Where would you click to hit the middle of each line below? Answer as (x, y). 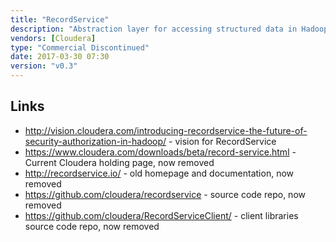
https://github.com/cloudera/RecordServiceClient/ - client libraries (161, 215)
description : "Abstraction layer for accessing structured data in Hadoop (169, 29)
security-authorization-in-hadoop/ (95, 141)
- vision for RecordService (222, 141)
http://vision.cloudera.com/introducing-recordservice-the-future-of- (166, 130)
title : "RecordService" (60, 19)
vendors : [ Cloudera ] (53, 38)
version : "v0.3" (44, 66)
